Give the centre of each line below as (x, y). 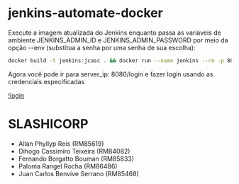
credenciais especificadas (46, 81)
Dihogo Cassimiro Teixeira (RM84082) (74, 151)
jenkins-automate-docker (86, 13)
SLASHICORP (48, 124)
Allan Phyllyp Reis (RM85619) (61, 144)
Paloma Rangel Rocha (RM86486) (68, 166)
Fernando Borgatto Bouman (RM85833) (76, 159)
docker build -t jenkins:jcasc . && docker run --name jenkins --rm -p (116, 61)
